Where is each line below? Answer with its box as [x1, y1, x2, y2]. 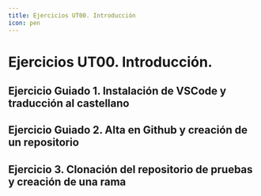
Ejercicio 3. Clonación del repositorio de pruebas [8, 163, 253, 176]
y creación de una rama [8, 175, 127, 188]
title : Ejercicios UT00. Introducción [8, 11, 136, 20]
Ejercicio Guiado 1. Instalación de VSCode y [8, 85, 227, 98]
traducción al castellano [8, 96, 130, 111]
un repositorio [8, 136, 79, 149]
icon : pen [8, 19, 41, 27]
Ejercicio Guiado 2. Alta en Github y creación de [8, 123, 248, 137]
